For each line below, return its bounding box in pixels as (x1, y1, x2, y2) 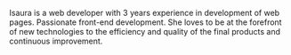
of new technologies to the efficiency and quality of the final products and (9, 27, 280, 36)
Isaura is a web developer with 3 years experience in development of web (9, 8, 280, 18)
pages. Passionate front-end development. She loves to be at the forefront (9, 17, 282, 27)
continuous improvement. (9, 35, 103, 46)
